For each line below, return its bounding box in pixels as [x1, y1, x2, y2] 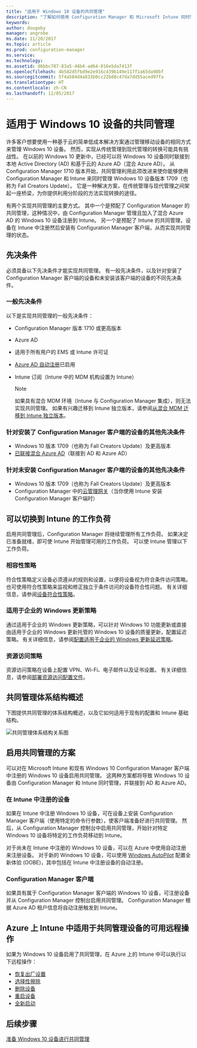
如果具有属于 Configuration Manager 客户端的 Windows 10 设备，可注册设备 [6, 889, 189, 897]
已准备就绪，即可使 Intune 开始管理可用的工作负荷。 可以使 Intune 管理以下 [6, 538, 188, 545]
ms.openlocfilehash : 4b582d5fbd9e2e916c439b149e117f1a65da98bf [6, 69, 164, 75]
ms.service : [6, 52, 35, 58]
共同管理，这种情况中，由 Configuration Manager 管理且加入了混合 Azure [6, 209, 184, 216]
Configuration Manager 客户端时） [14, 495, 98, 502]
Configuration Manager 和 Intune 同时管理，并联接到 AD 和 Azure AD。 [17, 779, 189, 786]
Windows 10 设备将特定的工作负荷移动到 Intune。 [6, 832, 125, 839]
